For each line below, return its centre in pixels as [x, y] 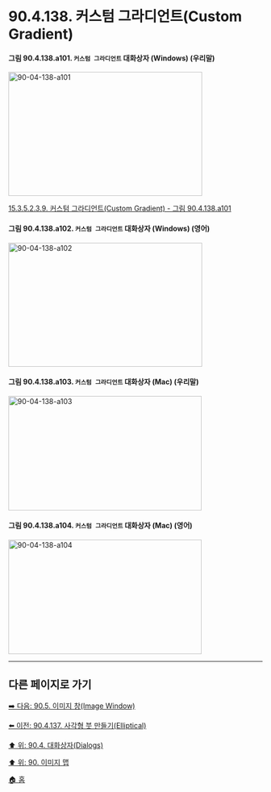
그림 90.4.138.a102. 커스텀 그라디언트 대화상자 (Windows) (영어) [109, 228]
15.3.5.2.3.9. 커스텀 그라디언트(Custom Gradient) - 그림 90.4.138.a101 [120, 208]
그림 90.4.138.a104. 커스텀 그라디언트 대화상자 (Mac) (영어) [100, 526]
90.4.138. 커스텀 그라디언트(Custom [125, 17]
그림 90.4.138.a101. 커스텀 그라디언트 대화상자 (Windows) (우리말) [112, 58]
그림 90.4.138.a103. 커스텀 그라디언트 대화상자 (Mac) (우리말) [104, 382]
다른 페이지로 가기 [50, 685]
